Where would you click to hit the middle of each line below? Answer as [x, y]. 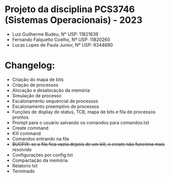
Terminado [23, 171]
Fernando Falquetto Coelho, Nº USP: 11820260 [61, 40]
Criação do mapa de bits [38, 79]
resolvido [22, 149]
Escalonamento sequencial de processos [55, 101]
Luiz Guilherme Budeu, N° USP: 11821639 [55, 34]
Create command [30, 128]
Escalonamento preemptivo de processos [56, 106]
